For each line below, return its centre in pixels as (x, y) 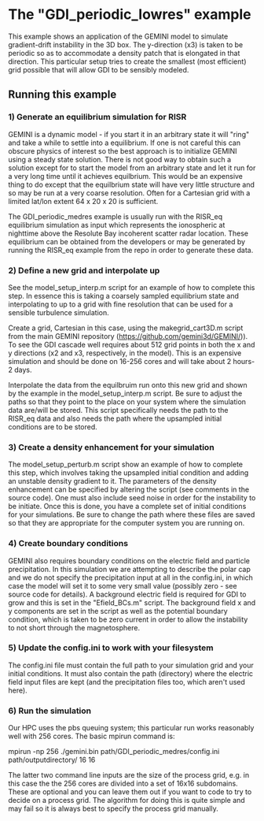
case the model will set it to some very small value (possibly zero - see (123, 585)
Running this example (62, 95)
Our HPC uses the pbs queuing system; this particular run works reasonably (131, 728)
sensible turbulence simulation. (59, 312)
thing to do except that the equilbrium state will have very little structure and (132, 184)
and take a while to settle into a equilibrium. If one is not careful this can (125, 143)
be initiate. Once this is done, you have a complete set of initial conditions (127, 507)
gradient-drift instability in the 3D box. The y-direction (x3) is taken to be (126, 44)
